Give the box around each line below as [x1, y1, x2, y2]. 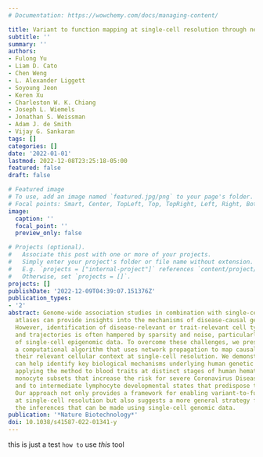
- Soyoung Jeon [8, 84, 58, 92]
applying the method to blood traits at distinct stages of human [15, 368, 236, 375]
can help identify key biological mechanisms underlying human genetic [15, 360, 254, 368]
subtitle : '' [8, 33, 51, 41]
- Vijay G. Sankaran [8, 128, 76, 136]
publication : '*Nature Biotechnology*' [8, 411, 139, 419]
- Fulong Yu [8, 55, 47, 63]
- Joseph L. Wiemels [8, 106, 76, 114]
